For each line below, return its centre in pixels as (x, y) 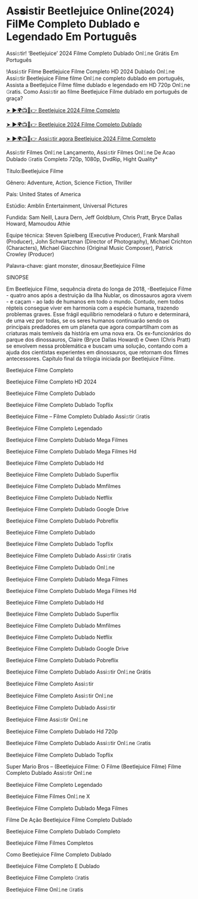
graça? (15, 98)
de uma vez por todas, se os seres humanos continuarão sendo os (88, 320)
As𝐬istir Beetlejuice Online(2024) (90, 11)
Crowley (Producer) (30, 254)
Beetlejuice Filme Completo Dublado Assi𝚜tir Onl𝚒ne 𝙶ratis (78, 743)
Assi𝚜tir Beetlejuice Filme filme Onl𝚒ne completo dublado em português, (95, 78)
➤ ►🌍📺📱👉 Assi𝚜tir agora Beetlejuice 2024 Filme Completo (81, 138)
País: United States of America (44, 194)
